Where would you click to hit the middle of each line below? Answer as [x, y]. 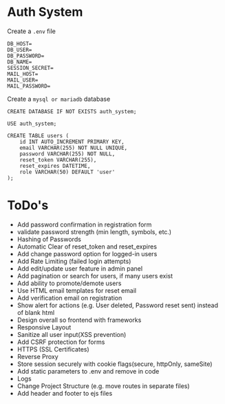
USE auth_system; [32, 124]
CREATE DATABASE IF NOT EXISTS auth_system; [72, 111]
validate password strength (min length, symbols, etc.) [94, 231]
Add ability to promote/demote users [69, 283]
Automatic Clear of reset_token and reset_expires [87, 247]
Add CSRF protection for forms [61, 342]
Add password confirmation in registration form [84, 224]
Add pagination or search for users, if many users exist [95, 276]
